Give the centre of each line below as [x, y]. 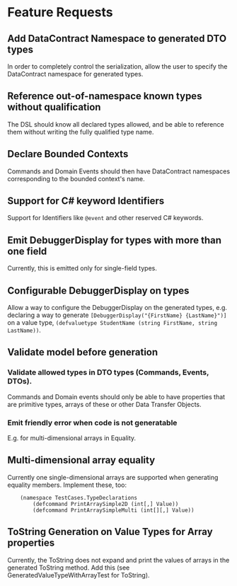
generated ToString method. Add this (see [69, 568]
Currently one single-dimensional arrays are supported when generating [113, 477]
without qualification [54, 107]
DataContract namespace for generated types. [75, 74]
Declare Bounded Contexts [68, 154]
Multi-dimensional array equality [81, 460]
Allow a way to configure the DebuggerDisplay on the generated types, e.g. [117, 308]
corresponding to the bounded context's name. [76, 178]
